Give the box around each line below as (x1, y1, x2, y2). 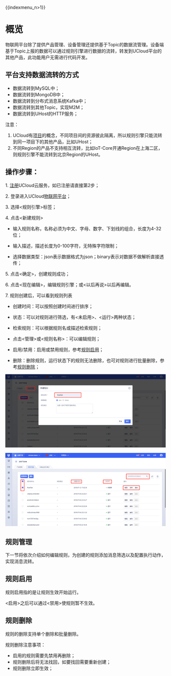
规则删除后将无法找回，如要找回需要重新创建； (12, 659, 111, 665)
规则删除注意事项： (5, 641, 46, 647)
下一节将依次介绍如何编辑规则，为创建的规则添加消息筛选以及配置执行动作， (5, 552, 166, 558)
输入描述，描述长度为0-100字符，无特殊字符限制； (12, 242, 119, 249)
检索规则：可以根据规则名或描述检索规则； (12, 325, 102, 331)
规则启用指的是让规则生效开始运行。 (5, 589, 81, 595)
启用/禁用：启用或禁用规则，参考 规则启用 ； (12, 346, 104, 353)
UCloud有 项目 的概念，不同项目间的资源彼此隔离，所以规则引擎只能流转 (12, 132, 163, 138)
